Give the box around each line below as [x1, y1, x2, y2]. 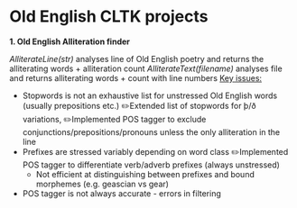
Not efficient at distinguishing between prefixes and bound [35, 168, 255, 179]
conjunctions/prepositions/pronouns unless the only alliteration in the [22, 126, 281, 137]
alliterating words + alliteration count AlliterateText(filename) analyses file [9, 63, 283, 74]
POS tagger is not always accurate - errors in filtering [22, 187, 221, 199]
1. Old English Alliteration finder [9, 36, 131, 47]
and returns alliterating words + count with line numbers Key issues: [9, 72, 263, 83]
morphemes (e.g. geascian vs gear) [35, 178, 170, 189]
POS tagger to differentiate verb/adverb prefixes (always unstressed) [22, 159, 280, 170]
